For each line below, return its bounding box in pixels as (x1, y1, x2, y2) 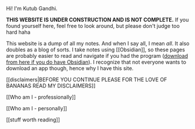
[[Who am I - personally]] (6, 105, 68, 111)
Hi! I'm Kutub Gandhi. (6, 5, 58, 12)
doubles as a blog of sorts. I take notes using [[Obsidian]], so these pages (6, 46, 185, 53)
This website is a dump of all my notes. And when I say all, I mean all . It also (6, 40, 190, 47)
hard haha (6, 29, 31, 36)
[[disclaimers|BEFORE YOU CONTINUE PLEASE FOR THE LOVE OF (6, 76, 167, 83)
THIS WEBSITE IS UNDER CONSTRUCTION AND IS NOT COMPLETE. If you (6, 16, 189, 23)
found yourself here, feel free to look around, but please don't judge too (6, 23, 180, 29)
